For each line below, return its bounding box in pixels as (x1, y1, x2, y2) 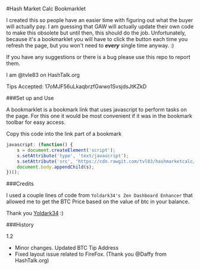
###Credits (6, 180, 34, 187)
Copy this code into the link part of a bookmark (6, 131, 122, 137)
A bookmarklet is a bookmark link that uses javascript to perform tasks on (6, 106, 187, 113)
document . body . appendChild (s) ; (17, 164, 95, 170)
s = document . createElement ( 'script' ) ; (17, 147, 116, 153)
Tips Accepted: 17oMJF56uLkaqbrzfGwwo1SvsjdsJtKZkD (6, 83, 147, 90)
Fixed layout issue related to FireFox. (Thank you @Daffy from (14, 250, 167, 258)
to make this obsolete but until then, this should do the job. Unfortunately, (6, 29, 186, 36)
